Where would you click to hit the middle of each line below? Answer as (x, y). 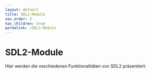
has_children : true (25, 23)
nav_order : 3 (19, 19)
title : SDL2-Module (25, 14)
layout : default (22, 10)
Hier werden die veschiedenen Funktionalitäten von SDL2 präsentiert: (76, 66)
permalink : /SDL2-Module (31, 28)
